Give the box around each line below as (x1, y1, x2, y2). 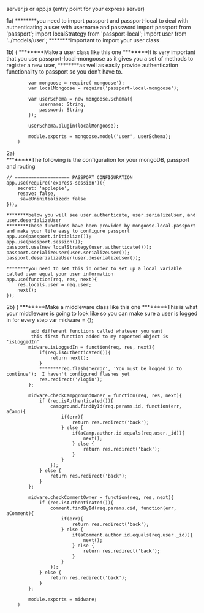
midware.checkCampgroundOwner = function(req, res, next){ (28, 392, 183, 398)
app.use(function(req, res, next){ (6, 276, 97, 283)
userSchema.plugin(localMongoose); (28, 123, 119, 129)
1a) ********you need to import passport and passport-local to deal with (6, 17, 189, 24)
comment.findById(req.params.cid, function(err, (50, 505, 176, 511)
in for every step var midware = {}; (6, 316, 94, 324)
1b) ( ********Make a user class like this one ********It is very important (6, 48, 196, 56)
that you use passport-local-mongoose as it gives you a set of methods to (6, 55, 194, 62)
